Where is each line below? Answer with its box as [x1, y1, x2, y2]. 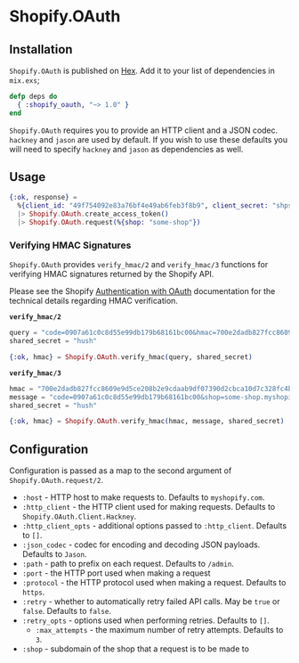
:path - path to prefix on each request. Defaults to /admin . [21, 559, 234, 569]
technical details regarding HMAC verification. [9, 296, 178, 307]
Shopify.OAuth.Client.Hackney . [21, 511, 137, 522]
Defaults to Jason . [21, 549, 87, 560]
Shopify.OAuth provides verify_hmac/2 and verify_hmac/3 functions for [9, 259, 269, 270]
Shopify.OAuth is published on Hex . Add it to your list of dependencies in [9, 65, 276, 76]
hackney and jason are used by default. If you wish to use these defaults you [9, 134, 287, 144]
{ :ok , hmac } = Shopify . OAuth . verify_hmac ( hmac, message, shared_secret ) [9, 417, 285, 426]
